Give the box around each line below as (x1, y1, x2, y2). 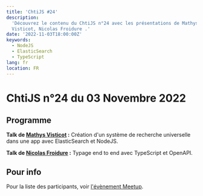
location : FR (6, 65, 39, 71)
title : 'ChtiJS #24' (6, 8, 59, 15)
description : (6, 15, 39, 21)
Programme (6, 115, 52, 125)
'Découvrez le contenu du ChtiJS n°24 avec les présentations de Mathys (11, 20, 199, 26)
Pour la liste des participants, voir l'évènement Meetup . (6, 183, 144, 191)
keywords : (6, 37, 31, 43)
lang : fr (6, 59, 28, 65)
